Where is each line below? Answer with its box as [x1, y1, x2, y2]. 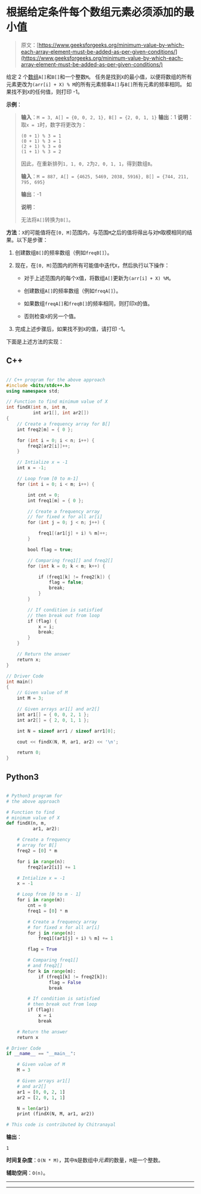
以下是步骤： [16, 236, 48, 243]
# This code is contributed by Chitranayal [6, 1122, 116, 1128]
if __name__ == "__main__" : [6, 1051, 76, 1057]
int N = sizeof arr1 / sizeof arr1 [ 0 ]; [17, 728, 116, 734]
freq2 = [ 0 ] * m [17, 847, 58, 853]
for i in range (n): [17, 858, 66, 865]
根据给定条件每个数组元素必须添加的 [6, 5, 184, 19]
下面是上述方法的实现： [6, 338, 64, 345]
